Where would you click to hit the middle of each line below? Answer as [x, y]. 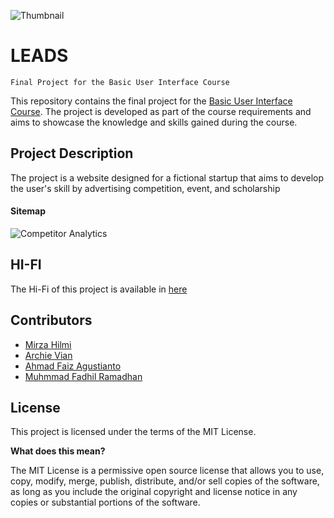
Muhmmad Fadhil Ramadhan [83, 376]
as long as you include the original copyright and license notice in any [154, 492]
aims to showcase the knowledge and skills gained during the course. [154, 122]
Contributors [51, 320]
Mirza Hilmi [48, 344]
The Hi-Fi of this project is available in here [99, 289]
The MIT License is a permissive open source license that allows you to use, [167, 471]
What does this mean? [58, 451]
